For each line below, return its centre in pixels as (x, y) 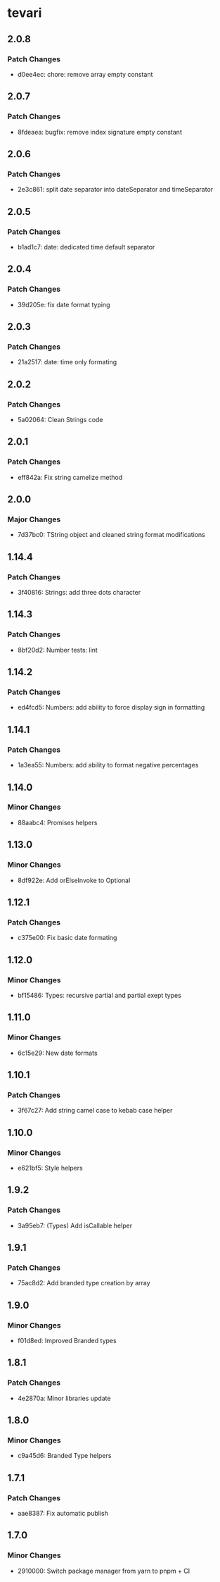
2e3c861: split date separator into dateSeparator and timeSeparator (115, 190)
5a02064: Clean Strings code (60, 420)
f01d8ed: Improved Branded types (67, 1341)
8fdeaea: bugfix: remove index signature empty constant (100, 132)
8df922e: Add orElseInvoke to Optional (74, 880)
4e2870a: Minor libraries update (64, 1398)
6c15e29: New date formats (57, 1053)
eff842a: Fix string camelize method (70, 477)
